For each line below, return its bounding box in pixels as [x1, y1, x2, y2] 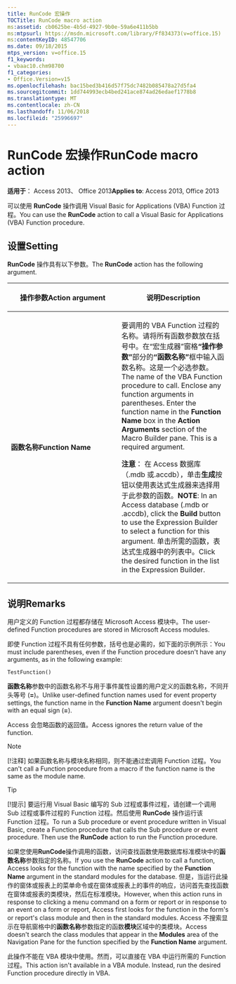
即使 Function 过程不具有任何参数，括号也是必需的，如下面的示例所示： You [7, 640, 225, 649]
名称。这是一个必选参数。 [129, 363, 214, 373]
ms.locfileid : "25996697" [7, 114, 83, 121]
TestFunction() [7, 669, 52, 676]
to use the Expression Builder [122, 517, 218, 527]
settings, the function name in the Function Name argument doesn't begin [7, 699, 223, 707]
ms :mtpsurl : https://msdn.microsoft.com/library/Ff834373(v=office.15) [7, 29, 221, 37]
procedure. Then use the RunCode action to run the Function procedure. [7, 833, 218, 842]
